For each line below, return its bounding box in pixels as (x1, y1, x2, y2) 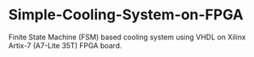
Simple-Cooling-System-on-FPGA (8, 6, 244, 24)
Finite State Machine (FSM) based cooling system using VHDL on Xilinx (8, 32, 247, 42)
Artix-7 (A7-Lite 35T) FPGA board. (8, 40, 122, 50)
